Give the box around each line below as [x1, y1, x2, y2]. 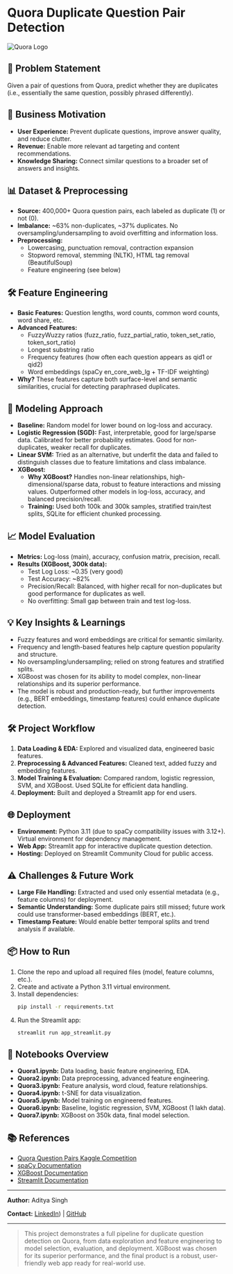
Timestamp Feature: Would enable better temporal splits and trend [17, 918, 209, 926]
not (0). [17, 214, 40, 223]
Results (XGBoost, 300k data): [17, 560, 107, 568]
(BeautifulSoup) [27, 258, 73, 267]
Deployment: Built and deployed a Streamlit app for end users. [17, 789, 197, 797]
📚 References [7, 1132, 70, 1143]
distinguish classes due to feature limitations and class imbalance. [17, 458, 207, 466]
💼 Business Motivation [7, 109, 106, 121]
